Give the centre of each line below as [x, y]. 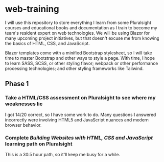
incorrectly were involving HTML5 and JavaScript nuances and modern [77, 120]
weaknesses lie [24, 104]
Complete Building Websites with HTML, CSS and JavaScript [79, 138]
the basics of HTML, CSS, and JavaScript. [47, 43]
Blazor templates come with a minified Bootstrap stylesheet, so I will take [79, 53]
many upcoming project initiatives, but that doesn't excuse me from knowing [82, 38]
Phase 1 [17, 84]
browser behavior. [23, 125]
